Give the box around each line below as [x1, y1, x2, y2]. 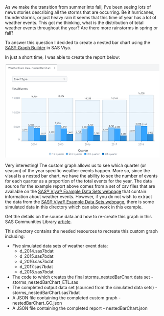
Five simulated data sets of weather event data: [12, 243, 108, 249]
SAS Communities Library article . [5, 219, 72, 225]
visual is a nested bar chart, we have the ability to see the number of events [5, 173, 158, 179]
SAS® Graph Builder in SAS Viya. [5, 45, 71, 50]
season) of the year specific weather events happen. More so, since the [5, 168, 150, 174]
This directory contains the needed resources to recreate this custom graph [5, 228, 158, 234]
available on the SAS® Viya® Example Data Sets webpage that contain [5, 188, 147, 195]
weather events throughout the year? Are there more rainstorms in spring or [5, 25, 158, 31]
